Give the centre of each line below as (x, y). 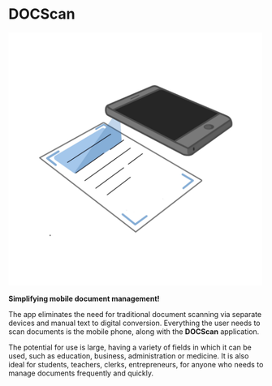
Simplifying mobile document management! (84, 298)
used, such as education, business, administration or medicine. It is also (129, 356)
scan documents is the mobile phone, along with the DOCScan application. (134, 331)
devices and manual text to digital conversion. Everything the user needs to (135, 323)
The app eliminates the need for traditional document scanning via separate (135, 314)
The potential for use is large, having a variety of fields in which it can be (130, 347)
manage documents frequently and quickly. (81, 373)
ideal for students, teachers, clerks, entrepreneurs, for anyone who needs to (136, 364)
